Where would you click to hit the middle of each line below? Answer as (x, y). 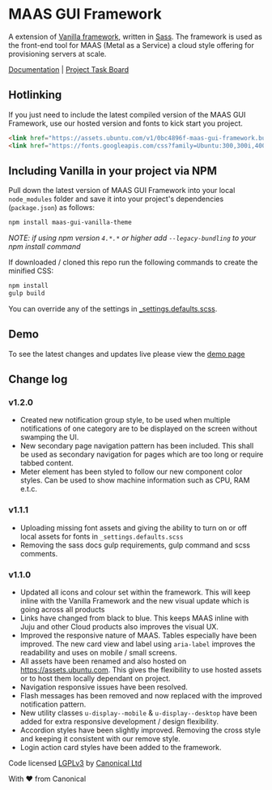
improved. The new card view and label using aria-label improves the (138, 644)
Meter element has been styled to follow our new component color (131, 472)
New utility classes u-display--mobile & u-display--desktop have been (138, 713)
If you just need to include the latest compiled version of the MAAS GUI (127, 114)
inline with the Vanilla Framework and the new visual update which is (134, 601)
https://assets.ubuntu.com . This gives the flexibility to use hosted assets (141, 670)
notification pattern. (53, 704)
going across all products (62, 610)
